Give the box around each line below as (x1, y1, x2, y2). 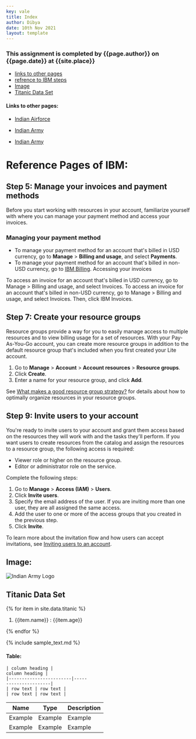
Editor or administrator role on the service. (14, 463, 117, 470)
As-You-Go (6, 340, 33, 347)
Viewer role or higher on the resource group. (14, 456, 122, 463)
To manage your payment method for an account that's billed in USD (14, 246, 180, 253)
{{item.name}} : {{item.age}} (14, 617, 83, 624)
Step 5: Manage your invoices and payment (6, 182, 167, 192)
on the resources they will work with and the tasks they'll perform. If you (6, 432, 180, 439)
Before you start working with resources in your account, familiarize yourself (6, 206, 190, 214)
